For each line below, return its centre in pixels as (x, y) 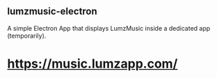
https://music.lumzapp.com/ (93, 64)
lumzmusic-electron (52, 11)
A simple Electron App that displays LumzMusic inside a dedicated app (109, 28)
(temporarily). (27, 36)
